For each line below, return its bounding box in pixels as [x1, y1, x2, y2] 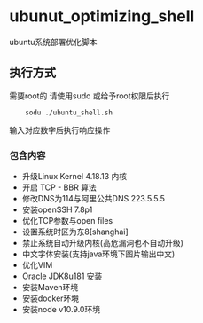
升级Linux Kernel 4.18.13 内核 [21, 171, 128, 182]
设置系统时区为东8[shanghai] [21, 226, 129, 237]
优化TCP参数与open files [21, 216, 113, 226]
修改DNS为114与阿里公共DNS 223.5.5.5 [21, 193, 166, 204]
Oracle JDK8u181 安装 [21, 271, 103, 281]
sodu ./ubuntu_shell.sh [25, 108, 113, 117]
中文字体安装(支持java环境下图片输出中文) [21, 248, 176, 259]
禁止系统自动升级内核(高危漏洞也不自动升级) [21, 238, 184, 248]
